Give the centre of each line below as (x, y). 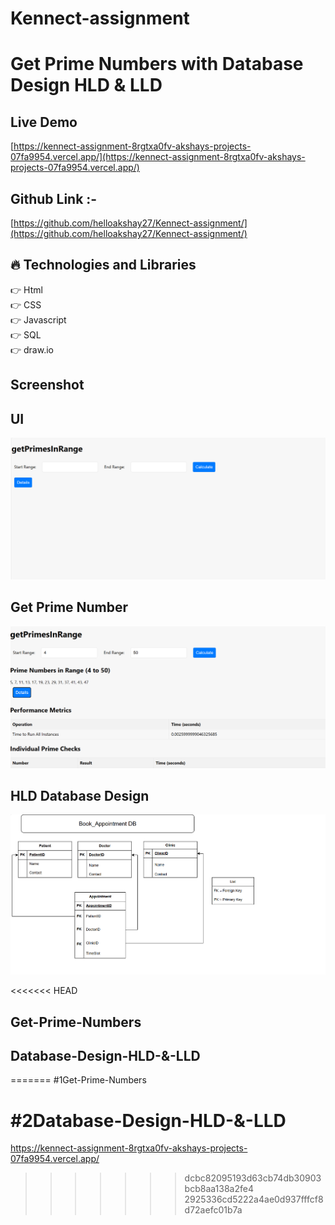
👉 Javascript (38, 319)
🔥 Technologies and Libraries (103, 265)
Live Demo (44, 122)
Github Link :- (54, 198)
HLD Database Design (80, 796)
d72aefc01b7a (213, 1210)
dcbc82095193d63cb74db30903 (253, 1178)
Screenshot (47, 385)
